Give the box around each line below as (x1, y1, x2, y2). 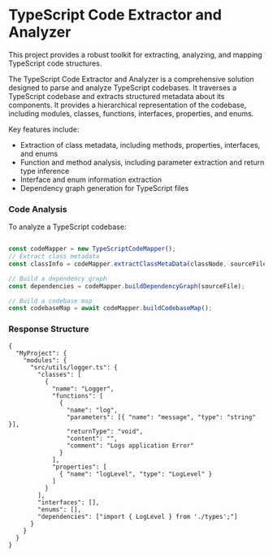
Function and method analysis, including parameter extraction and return (19, 157, 265, 167)
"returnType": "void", (66, 427, 144, 435)
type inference (19, 166, 70, 175)
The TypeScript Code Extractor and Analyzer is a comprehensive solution (8, 74, 254, 84)
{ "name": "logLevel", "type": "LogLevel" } (59, 469, 213, 478)
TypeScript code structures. (8, 58, 102, 68)
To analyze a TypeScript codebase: (8, 222, 127, 232)
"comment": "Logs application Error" (66, 441, 195, 450)
